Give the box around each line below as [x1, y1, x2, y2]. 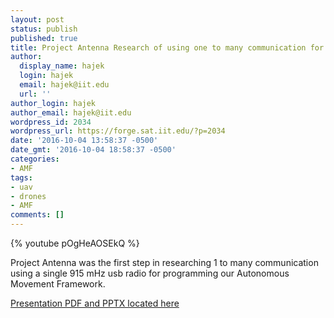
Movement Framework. [10, 278, 106, 290]
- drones [10, 191, 47, 201]
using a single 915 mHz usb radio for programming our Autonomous [10, 267, 290, 279]
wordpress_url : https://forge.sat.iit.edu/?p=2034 [10, 126, 226, 136]
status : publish [10, 24, 78, 34]
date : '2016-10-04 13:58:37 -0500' [10, 136, 159, 146]
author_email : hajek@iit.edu [10, 107, 132, 118]
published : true [10, 33, 78, 43]
